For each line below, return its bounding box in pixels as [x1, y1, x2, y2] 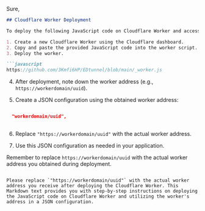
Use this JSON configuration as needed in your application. [15, 141, 165, 149]
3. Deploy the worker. [6, 50, 64, 57]
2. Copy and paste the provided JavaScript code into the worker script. [6, 45, 198, 51]
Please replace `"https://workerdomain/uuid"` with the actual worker [6, 177, 190, 184]
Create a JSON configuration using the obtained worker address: [15, 96, 179, 104]
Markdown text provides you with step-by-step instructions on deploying [6, 188, 198, 194]
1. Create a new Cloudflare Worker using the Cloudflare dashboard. [6, 39, 184, 45]
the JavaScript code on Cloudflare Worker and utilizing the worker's [6, 193, 190, 199]
